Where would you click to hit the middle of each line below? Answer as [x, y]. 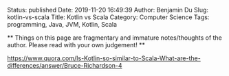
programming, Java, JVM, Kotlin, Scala [62, 24]
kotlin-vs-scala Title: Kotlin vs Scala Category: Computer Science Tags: [108, 17]
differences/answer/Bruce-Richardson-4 [65, 65]
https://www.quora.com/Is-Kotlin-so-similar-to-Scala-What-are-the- [104, 58]
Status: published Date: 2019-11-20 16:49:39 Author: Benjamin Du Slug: [108, 10]
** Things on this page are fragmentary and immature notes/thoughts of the [115, 38]
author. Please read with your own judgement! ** [76, 45]
